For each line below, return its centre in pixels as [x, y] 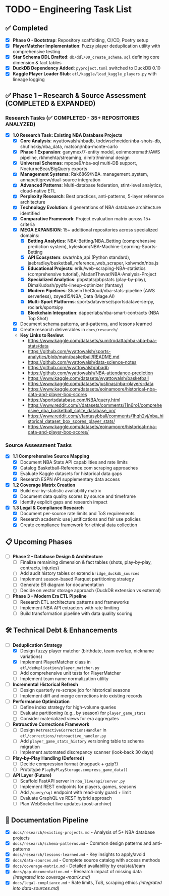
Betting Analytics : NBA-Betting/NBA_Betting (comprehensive [92, 241]
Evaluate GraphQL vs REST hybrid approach [66, 798]
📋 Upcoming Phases [39, 542]
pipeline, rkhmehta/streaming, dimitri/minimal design [75, 158]
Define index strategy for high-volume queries [68, 707]
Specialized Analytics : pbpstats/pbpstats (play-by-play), [87, 279]
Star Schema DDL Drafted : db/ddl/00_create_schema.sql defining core [86, 57]
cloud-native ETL [38, 191]
